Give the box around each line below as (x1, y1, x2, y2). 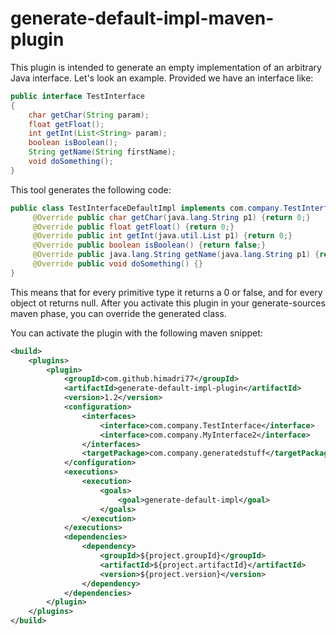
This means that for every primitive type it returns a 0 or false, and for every (10, 286, 323, 298)
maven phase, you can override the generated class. (10, 307, 227, 319)
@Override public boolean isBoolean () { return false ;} (32, 240, 267, 251)
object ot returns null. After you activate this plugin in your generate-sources (10, 297, 326, 309)
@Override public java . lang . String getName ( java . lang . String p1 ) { (32, 250, 320, 260)
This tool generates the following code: (10, 183, 172, 196)
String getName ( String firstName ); (28, 147, 177, 157)
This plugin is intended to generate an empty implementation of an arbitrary (10, 61, 322, 73)
